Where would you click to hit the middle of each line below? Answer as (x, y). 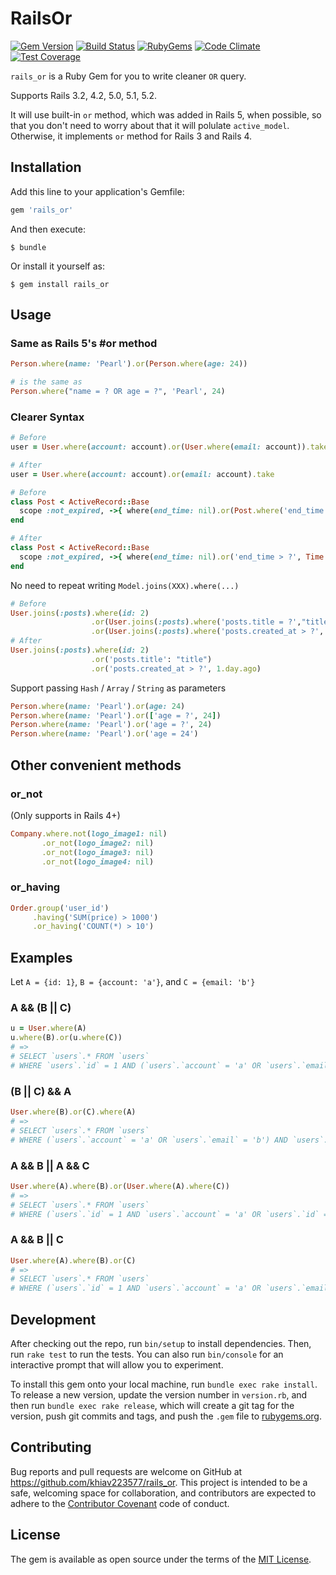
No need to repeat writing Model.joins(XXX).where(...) (125, 585)
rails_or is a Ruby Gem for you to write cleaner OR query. (128, 76)
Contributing (51, 1447)
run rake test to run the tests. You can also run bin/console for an (147, 1354)
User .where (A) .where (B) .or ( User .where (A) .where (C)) (120, 1186)
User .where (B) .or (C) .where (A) (73, 1112)
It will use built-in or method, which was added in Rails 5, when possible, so (166, 114)
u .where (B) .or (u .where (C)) (66, 1038)
